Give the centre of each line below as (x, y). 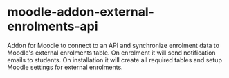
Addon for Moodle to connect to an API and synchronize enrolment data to (113, 45)
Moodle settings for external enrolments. (65, 67)
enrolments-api (53, 26)
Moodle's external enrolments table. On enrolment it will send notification (111, 53)
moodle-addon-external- (81, 12)
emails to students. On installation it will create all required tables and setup (115, 60)
